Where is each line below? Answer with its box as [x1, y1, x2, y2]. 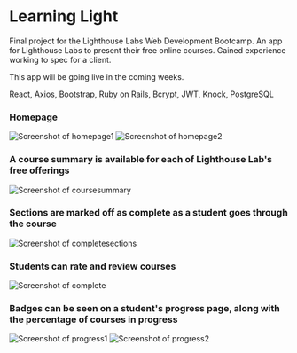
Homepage [9, 111, 58, 123]
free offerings [9, 164, 70, 176]
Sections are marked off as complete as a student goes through [9, 207, 288, 219]
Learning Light [9, 6, 119, 27]
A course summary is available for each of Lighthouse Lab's [9, 153, 273, 166]
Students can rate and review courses [9, 260, 176, 272]
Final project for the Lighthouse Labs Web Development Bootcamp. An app [9, 35, 283, 46]
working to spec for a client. [9, 54, 112, 65]
